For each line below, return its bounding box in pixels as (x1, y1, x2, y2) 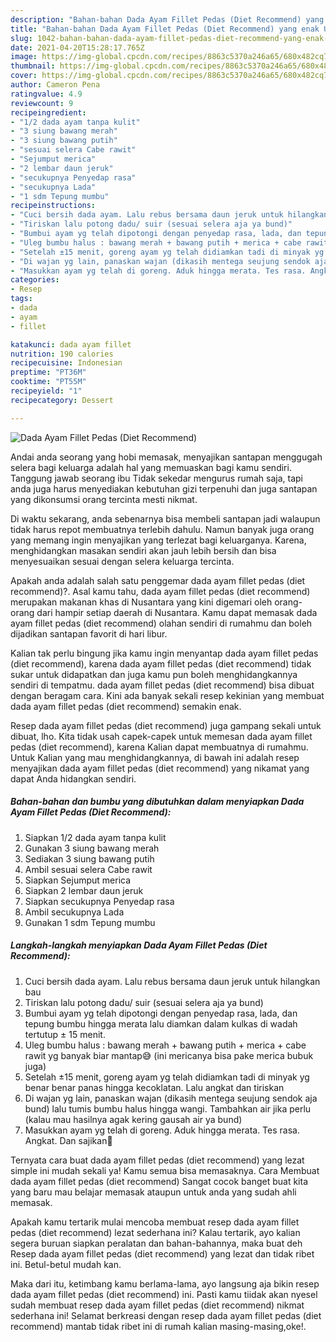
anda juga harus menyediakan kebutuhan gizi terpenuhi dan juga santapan (10, 482, 318, 495)
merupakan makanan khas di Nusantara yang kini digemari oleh (10, 596, 273, 608)
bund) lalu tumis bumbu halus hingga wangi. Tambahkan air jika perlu (24, 1102, 312, 1115)
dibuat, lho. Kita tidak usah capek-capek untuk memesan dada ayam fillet (10, 730, 313, 742)
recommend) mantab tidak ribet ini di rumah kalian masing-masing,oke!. (10, 1320, 307, 1332)
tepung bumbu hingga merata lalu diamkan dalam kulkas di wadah (24, 1017, 298, 1030)
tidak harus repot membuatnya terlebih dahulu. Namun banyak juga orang (10, 523, 315, 535)
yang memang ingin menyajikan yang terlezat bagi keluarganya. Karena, (10, 534, 307, 546)
